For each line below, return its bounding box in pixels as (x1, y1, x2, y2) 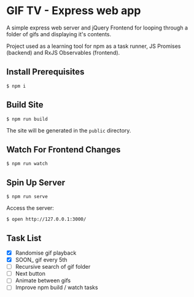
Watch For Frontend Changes (6, 144, 121, 155)
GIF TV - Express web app (6, 4, 141, 18)
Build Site (6, 99, 44, 110)
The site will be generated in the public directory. (6, 126, 131, 134)
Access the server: (6, 204, 54, 212)
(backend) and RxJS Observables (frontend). (6, 48, 120, 56)
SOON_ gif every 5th (15, 256, 68, 264)
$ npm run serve (6, 194, 48, 200)
